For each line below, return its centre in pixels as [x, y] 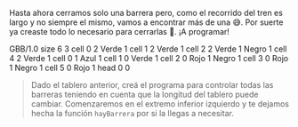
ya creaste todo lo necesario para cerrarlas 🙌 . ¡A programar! [119, 32]
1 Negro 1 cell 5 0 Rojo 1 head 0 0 [70, 67]
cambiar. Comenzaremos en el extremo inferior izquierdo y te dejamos [160, 104]
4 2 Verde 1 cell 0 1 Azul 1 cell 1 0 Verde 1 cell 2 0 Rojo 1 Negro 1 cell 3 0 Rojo [149, 58]
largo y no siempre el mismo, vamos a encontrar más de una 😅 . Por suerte [146, 22]
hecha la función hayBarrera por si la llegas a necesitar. [132, 113]
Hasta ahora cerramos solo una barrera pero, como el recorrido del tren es [146, 13]
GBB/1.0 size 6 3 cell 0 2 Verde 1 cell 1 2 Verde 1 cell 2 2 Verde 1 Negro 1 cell [148, 49]
